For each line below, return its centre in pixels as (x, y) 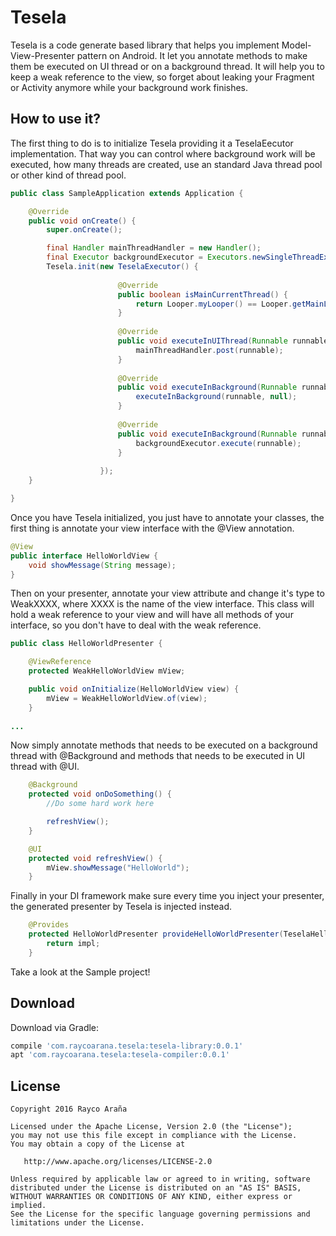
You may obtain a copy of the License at (98, 1144)
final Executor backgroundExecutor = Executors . (149, 257)
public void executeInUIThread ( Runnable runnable (223, 341)
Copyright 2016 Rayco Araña (69, 1109)
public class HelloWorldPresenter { (86, 644)
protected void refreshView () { (95, 858)
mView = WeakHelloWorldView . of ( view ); (127, 698)
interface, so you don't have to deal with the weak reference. (136, 625)
